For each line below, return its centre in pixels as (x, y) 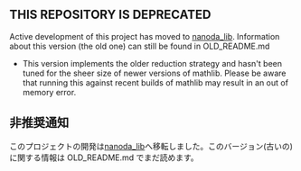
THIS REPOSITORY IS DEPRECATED (110, 15)
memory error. (49, 92)
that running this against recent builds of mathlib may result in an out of (155, 82)
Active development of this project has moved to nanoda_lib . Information (145, 36)
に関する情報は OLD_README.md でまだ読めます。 (104, 157)
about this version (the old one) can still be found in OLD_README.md (140, 46)
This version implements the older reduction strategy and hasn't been (152, 63)
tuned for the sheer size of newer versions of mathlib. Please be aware (154, 73)
